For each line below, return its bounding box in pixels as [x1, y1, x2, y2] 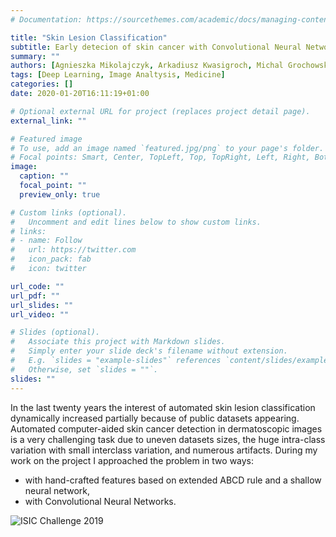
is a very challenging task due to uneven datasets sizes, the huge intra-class [10, 433, 326, 445]
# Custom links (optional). [10, 207, 128, 218]
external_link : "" [10, 116, 87, 126]
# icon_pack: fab [10, 254, 92, 265]
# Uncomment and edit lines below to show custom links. [10, 217, 262, 227]
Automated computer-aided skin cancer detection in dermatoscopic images [10, 422, 323, 435]
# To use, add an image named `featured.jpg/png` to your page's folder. [10, 143, 325, 153]
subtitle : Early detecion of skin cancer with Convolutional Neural [10, 42, 302, 52]
